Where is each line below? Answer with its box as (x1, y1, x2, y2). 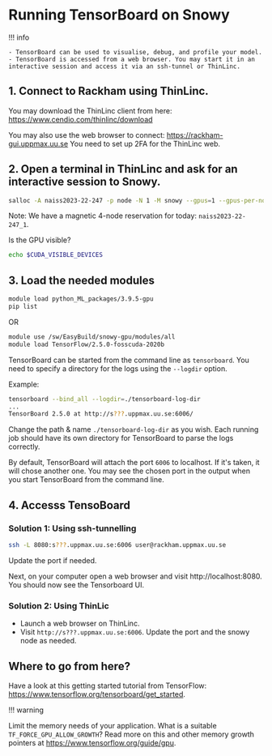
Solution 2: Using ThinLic (8, 600, 109, 611)
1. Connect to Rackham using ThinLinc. (8, 84, 209, 98)
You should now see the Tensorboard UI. (8, 579, 145, 589)
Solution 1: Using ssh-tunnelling (8, 523, 137, 534)
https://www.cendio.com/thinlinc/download (8, 114, 153, 124)
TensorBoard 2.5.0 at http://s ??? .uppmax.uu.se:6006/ (8, 410, 194, 418)
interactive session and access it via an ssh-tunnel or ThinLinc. (8, 62, 241, 70)
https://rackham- (166, 130, 223, 139)
